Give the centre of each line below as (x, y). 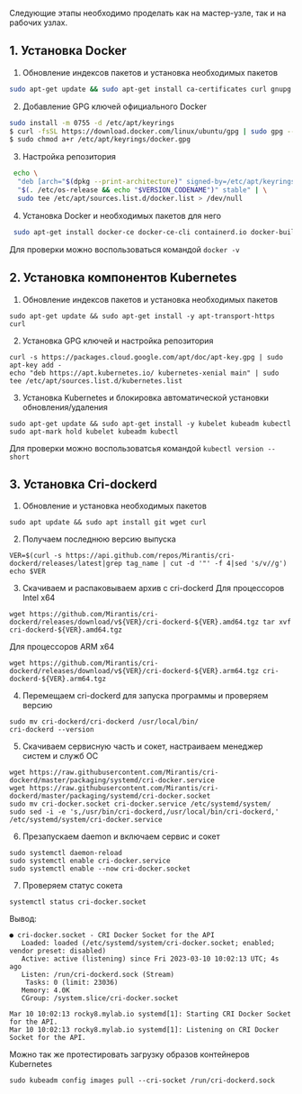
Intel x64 (39, 597)
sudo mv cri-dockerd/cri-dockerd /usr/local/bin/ (104, 722)
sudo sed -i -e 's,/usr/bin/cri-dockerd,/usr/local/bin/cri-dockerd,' (144, 812)
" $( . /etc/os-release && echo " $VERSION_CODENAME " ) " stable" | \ (142, 190)
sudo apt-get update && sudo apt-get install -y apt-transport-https (142, 316)
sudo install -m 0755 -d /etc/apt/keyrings (92, 123)
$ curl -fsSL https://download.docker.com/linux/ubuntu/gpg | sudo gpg (146, 131)
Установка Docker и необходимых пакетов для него (122, 215)
